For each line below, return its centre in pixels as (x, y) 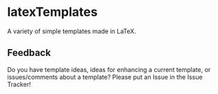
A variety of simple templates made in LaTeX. (72, 31)
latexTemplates (52, 12)
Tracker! (19, 84)
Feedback (29, 53)
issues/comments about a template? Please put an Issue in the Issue (105, 77)
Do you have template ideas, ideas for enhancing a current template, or (109, 69)
